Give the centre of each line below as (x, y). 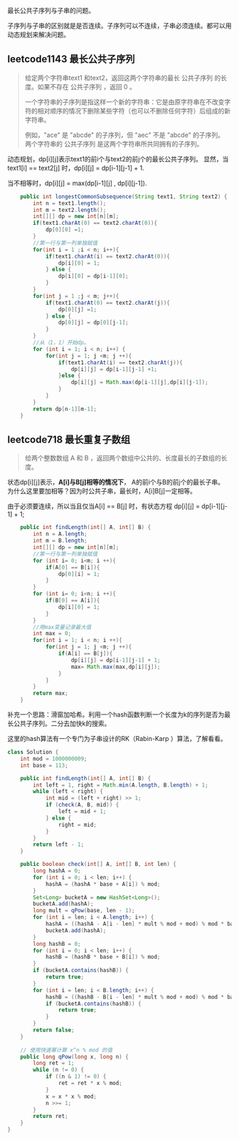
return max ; (51, 693)
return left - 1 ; (58, 844)
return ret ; (51, 1116)
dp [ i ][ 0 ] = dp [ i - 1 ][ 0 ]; (94, 276)
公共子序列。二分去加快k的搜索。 (62, 723)
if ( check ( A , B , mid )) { (82, 805)
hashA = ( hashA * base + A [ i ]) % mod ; (103, 884)
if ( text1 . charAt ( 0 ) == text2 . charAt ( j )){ (108, 303)
